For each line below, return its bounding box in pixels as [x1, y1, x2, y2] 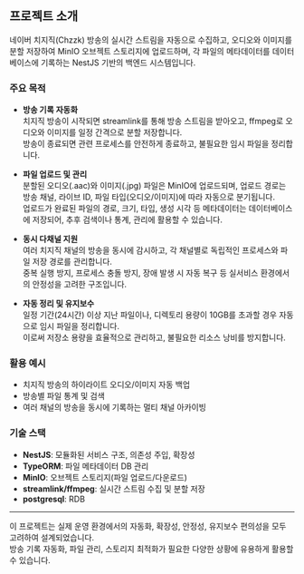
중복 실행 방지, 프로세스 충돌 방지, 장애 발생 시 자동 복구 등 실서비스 [22, 268, 259, 278]
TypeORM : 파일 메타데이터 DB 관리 [22, 461, 149, 472]
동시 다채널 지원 [22, 234, 79, 245]
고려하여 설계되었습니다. [9, 531, 95, 542]
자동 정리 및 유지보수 [22, 298, 95, 309]
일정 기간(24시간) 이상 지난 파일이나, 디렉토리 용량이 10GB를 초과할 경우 [22, 309, 278, 320]
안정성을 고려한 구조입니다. [32, 279, 128, 290]
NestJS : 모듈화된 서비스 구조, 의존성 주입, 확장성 [22, 449, 195, 460]
